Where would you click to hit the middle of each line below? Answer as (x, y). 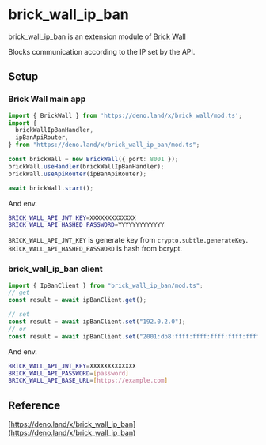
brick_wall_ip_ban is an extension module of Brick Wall (97, 36)
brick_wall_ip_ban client (55, 269)
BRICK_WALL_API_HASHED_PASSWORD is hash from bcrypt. (95, 249)
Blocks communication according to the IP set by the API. (102, 51)
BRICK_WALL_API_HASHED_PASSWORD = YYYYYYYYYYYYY (86, 225)
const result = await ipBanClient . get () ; (78, 300)
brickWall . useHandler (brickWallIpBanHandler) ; (86, 166)
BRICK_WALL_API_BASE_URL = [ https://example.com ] (88, 381)
